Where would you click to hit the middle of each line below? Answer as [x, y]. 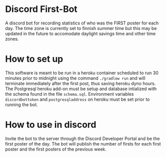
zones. [12, 39]
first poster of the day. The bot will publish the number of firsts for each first [83, 144]
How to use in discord [51, 125]
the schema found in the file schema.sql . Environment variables [70, 94]
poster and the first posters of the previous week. [56, 149]
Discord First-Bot [41, 9]
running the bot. [22, 104]
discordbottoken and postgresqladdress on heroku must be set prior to [78, 99]
